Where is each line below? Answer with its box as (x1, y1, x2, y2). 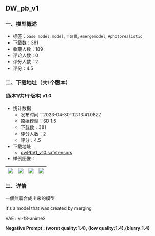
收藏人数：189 (12, 46, 43, 52)
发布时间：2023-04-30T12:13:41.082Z (20, 111, 102, 117)
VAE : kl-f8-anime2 (5, 215, 46, 222)
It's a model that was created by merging (5, 205, 92, 211)
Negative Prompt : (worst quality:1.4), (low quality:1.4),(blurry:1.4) (5, 225, 150, 231)
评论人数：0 (12, 52, 38, 58)
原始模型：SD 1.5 (20, 118, 56, 124)
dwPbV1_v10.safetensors (20, 149, 73, 155)
